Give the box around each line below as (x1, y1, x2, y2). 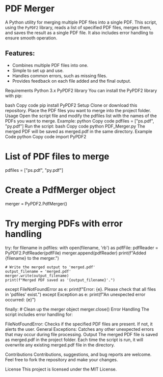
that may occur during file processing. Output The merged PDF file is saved (5, 331, 158, 337)
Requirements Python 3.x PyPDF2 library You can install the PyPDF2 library (5, 87, 157, 94)
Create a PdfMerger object (5, 184, 116, 195)
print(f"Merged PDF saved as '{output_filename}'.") (5, 278, 115, 283)
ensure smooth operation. (5, 35, 57, 41)
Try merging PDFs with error (5, 218, 123, 229)
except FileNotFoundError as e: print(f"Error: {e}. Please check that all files (5, 286, 156, 292)
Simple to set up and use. (12, 67, 64, 73)
